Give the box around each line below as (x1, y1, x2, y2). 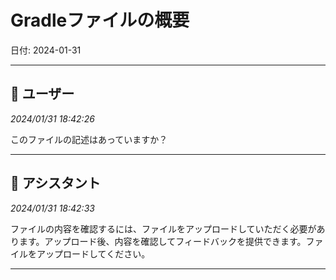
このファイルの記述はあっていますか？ (10, 133, 168, 145)
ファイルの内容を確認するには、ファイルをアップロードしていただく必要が (10, 222, 317, 235)
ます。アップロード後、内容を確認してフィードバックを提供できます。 (18, 235, 307, 247)
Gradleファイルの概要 (10, 9, 190, 32)
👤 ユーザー (10, 86, 75, 103)
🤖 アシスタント (10, 175, 101, 192)
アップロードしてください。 (36, 247, 151, 260)
